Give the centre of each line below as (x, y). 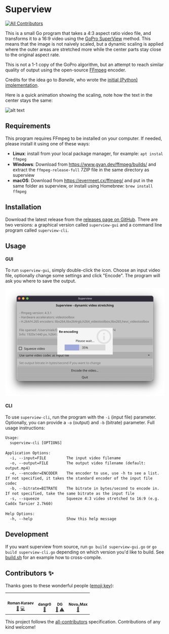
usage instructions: (25, 428)
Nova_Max (78, 604)
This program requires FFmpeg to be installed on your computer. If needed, (84, 138)
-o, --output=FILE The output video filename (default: (78, 463)
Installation (23, 207)
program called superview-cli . (37, 230)
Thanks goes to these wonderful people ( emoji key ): (60, 585)
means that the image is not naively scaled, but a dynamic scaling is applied (84, 44)
